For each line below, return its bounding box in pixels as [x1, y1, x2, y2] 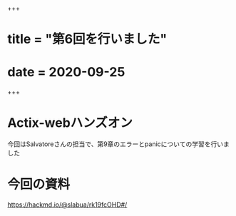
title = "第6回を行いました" [7, 31, 168, 47]
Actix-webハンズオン [7, 115, 133, 131]
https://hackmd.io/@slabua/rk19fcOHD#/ [7, 200, 128, 209]
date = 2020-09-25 [7, 64, 125, 81]
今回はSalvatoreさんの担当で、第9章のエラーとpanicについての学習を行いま [7, 140, 230, 148]
